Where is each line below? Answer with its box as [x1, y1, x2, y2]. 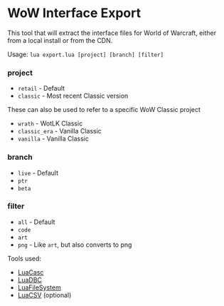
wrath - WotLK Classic [17, 119, 83, 128]
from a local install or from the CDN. [7, 36, 113, 44]
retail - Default [17, 84, 65, 93]
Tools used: [7, 254, 41, 262]
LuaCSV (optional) [17, 290, 72, 299]
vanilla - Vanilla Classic [17, 134, 89, 143]
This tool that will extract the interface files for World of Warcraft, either [7, 29, 217, 37]
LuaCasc [17, 267, 44, 276]
